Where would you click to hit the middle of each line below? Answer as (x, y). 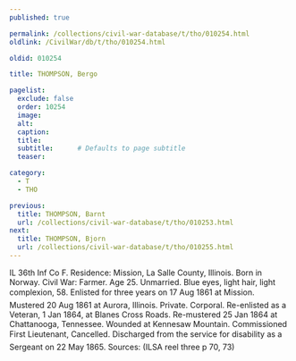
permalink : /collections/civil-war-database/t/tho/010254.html (130, 34)
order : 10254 (42, 107)
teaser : (32, 157)
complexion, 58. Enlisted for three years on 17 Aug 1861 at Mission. (132, 292)
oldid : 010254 (36, 58)
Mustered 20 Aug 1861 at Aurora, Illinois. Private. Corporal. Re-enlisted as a (148, 305)
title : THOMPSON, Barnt (61, 214)
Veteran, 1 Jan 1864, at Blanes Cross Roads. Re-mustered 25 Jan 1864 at (144, 315)
